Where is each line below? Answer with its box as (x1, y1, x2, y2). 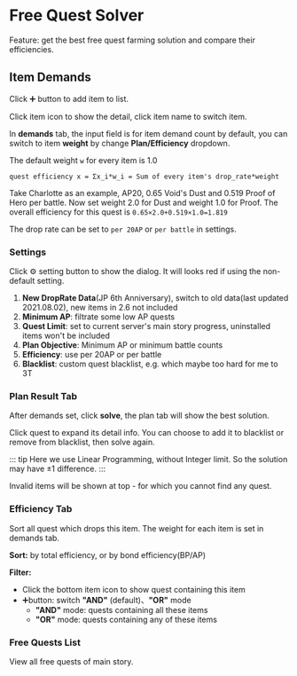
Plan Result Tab (9, 389, 78, 402)
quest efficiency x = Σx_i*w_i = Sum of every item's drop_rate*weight (9, 172, 279, 181)
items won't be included (21, 330, 111, 342)
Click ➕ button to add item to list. (9, 93, 129, 104)
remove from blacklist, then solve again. (9, 436, 155, 448)
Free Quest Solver (9, 5, 145, 26)
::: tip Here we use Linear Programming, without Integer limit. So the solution (9, 454, 288, 465)
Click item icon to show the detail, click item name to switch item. (9, 111, 247, 122)
